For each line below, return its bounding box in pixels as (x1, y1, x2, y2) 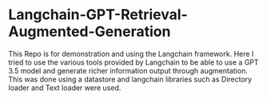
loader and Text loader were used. (8, 82, 122, 93)
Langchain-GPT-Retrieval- (8, 6, 188, 24)
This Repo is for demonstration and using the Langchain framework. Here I (8, 49, 254, 58)
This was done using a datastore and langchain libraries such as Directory (8, 74, 253, 84)
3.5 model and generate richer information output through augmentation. (8, 65, 248, 75)
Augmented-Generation (8, 22, 171, 41)
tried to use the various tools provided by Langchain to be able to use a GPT (8, 57, 259, 67)
